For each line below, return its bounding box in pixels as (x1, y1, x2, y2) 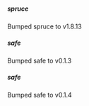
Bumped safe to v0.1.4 (7, 90, 72, 99)
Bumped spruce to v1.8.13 (7, 22, 83, 31)
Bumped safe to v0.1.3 (7, 56, 72, 65)
